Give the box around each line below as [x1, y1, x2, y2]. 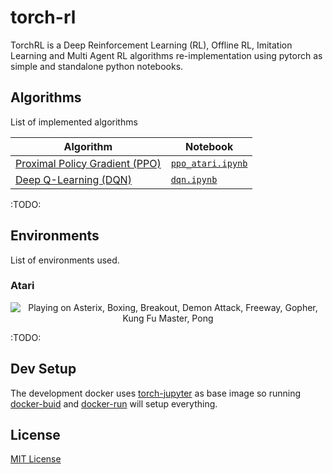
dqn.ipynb [170, 174, 218, 185]
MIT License [10, 453, 62, 465]
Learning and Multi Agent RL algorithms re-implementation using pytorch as [10, 49, 323, 61]
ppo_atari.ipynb [170, 157, 248, 169]
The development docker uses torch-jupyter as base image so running [10, 387, 302, 399]
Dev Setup [10, 361, 77, 378]
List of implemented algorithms [10, 116, 138, 128]
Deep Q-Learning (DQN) [15, 172, 132, 186]
